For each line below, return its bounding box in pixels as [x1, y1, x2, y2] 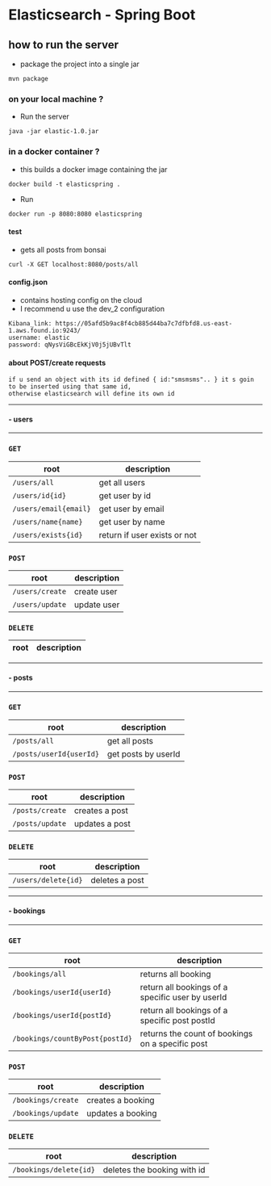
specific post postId [140, 1015, 215, 1026]
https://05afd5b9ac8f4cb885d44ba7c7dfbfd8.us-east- [55, 320, 232, 328]
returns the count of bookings [140, 1028, 253, 1039]
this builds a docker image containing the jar [19, 164, 168, 174]
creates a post [73, 805, 129, 816]
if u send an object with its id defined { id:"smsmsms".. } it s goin [8, 375, 254, 384]
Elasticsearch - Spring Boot [8, 6, 196, 24]
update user [73, 599, 120, 610]
